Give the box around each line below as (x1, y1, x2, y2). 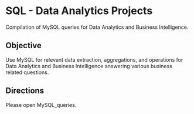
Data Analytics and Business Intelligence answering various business (5, 62, 172, 69)
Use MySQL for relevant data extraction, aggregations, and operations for (5, 56, 183, 63)
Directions (5, 86, 45, 96)
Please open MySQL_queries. (5, 101, 77, 108)
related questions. (5, 69, 49, 76)
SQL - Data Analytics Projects (5, 4, 153, 18)
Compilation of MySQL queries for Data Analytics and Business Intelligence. (5, 24, 189, 31)
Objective (5, 41, 42, 51)
